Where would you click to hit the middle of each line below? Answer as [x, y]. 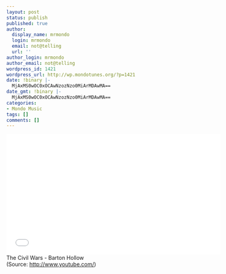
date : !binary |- [28, 80]
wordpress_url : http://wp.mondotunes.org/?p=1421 [71, 75]
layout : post [23, 12]
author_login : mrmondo [35, 57]
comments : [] [23, 120]
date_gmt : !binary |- [34, 92]
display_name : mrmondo [41, 35]
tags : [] [17, 114]
